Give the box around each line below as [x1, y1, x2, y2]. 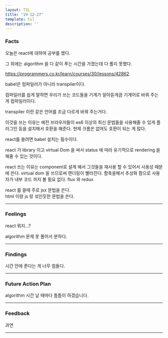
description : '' [5, 21, 39, 27]
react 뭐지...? [5, 223, 31, 229]
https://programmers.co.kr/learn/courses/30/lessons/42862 [5, 71, 129, 77]
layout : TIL [5, 7, 30, 13]
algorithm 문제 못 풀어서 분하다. [5, 233, 67, 239]
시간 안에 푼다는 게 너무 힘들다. [5, 263, 65, 269]
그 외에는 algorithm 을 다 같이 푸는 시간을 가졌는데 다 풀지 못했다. [5, 61, 132, 67]
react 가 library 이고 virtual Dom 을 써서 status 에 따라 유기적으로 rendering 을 [5, 146, 160, 153]
